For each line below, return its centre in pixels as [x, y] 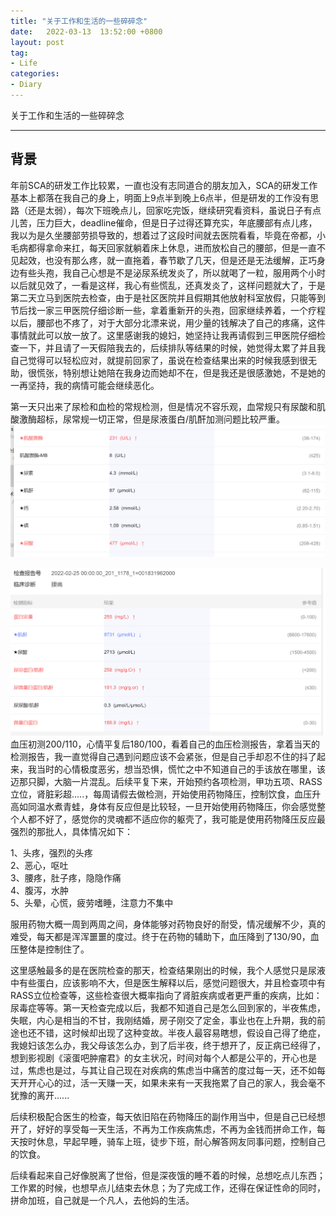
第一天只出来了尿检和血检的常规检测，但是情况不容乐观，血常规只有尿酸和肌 [168, 406]
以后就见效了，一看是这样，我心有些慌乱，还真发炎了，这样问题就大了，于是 [168, 285]
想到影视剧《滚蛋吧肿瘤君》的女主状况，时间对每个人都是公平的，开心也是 [163, 1057]
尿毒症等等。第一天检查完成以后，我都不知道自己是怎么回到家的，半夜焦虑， [168, 1007]
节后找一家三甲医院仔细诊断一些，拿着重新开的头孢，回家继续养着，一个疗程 [168, 310]
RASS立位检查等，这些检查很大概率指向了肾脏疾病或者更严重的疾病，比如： [166, 995]
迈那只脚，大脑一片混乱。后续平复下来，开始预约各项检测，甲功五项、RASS [166, 781]
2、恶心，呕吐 [39, 865]
